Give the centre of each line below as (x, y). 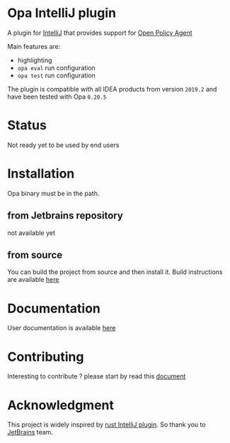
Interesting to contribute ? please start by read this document (97, 376)
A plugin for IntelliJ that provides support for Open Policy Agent (100, 33)
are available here (33, 280)
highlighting (35, 60)
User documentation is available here (62, 328)
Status (27, 125)
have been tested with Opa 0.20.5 (57, 97)
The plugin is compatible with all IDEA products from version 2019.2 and (112, 89)
